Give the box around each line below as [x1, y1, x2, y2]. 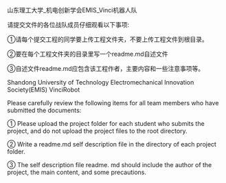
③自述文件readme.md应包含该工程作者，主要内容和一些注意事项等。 [7, 65, 205, 72]
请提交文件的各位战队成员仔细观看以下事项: [7, 21, 130, 29]
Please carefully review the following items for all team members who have [7, 99, 219, 107]
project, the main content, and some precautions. [7, 168, 146, 176]
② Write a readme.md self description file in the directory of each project [7, 140, 216, 148]
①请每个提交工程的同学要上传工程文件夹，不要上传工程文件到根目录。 [7, 35, 208, 43]
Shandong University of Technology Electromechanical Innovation [7, 78, 194, 86]
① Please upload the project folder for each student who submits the [7, 120, 205, 127]
